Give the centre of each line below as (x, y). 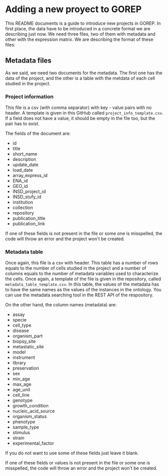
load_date (23, 170)
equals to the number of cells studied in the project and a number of (76, 268)
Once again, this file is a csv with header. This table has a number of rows (82, 263)
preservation (26, 368)
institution (23, 202)
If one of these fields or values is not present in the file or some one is (78, 463)
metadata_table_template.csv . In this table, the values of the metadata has (82, 284)
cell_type (22, 325)
